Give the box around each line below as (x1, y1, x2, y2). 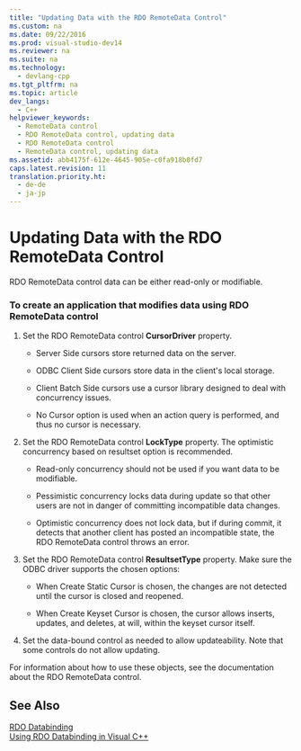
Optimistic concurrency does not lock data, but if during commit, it (35, 518, 282, 529)
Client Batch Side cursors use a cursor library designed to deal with (35, 383, 286, 394)
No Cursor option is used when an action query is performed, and (35, 410, 280, 421)
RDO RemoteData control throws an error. (35, 537, 190, 548)
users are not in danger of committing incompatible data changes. (35, 500, 281, 511)
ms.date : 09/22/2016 (9, 30, 87, 39)
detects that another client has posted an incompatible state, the (35, 527, 275, 538)
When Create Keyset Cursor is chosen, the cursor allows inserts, (35, 608, 276, 619)
